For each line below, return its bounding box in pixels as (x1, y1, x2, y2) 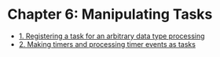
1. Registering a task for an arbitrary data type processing (18, 31, 205, 41)
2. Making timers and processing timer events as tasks (18, 39, 196, 48)
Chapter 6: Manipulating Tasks (7, 5, 213, 23)
